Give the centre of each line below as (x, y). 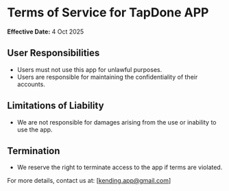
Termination (34, 151)
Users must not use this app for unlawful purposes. (89, 69)
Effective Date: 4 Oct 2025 (46, 31)
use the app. (35, 129)
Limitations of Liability (56, 106)
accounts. (31, 84)
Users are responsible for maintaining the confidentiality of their (107, 77)
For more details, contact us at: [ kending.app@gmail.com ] (89, 181)
